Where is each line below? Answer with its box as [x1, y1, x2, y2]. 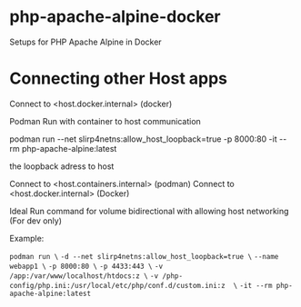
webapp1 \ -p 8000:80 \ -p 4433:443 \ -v [9, 262, 164, 271]
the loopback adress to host [9, 161, 115, 172]
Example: [9, 233, 45, 243]
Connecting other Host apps [9, 68, 228, 89]
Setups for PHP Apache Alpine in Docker [9, 36, 162, 47]
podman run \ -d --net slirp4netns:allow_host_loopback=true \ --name [9, 252, 279, 261]
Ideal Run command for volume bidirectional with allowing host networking [9, 205, 289, 216]
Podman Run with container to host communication [9, 115, 202, 126]
